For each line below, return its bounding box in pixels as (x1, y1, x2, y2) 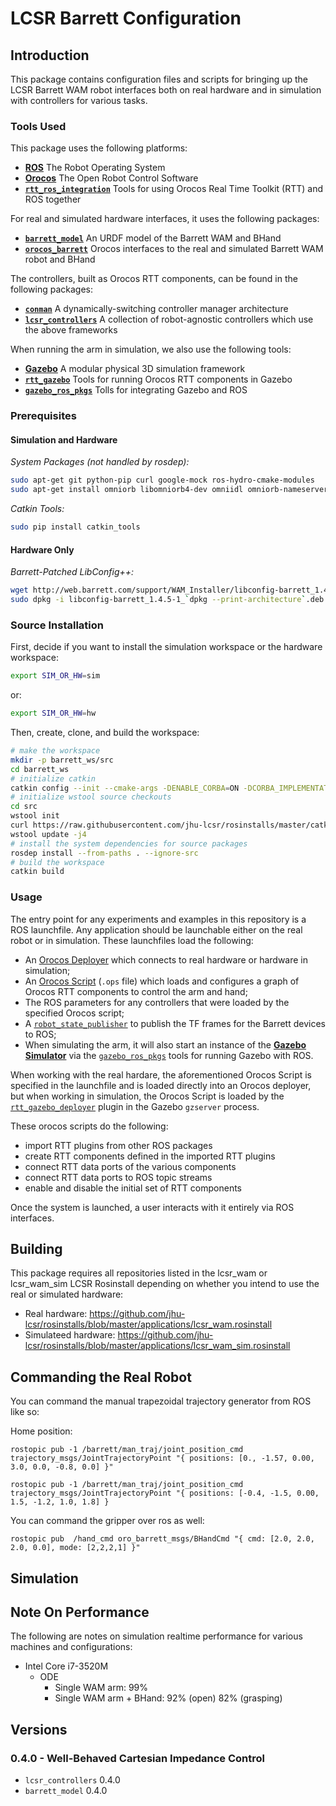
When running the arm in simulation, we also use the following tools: (10, 343, 292, 356)
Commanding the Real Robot (10, 1368, 192, 1386)
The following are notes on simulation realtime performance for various (10, 1630, 303, 1642)
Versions (10, 1721, 68, 1738)
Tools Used (10, 119, 67, 133)
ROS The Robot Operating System (24, 162, 166, 174)
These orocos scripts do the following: (10, 1120, 169, 1132)
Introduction (10, 47, 90, 64)
